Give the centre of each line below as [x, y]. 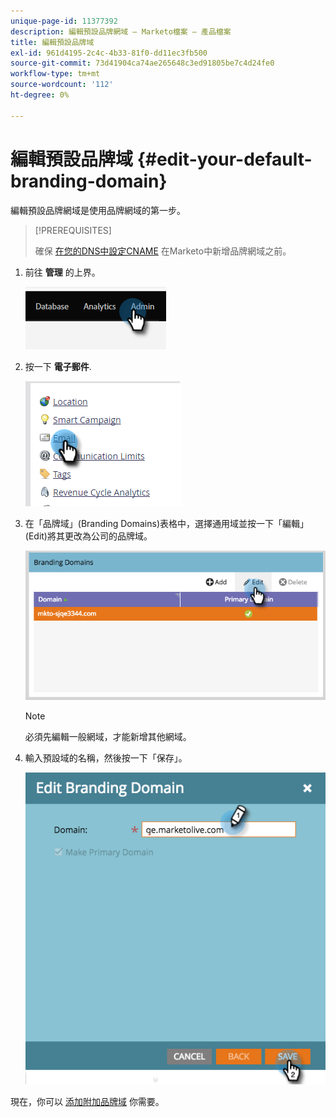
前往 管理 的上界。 [62, 272]
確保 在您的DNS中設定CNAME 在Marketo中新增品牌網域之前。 [163, 251]
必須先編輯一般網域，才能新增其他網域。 [108, 736]
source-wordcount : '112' [62, 85]
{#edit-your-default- [224, 159]
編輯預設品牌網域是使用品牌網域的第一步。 [98, 210]
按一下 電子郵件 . [58, 366]
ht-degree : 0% [40, 95]
